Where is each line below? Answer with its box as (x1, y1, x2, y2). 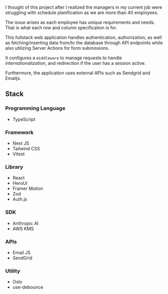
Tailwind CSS (12, 145, 40, 151)
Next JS (12, 140, 29, 146)
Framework (5, 129, 34, 136)
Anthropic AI (12, 220, 39, 226)
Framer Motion (12, 185, 44, 191)
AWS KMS (12, 226, 34, 232)
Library (5, 163, 24, 170)
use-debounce (12, 284, 44, 290)
